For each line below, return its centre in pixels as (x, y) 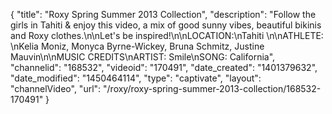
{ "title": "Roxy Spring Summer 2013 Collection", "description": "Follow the (163, 14)
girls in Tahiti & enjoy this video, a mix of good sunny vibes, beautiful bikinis (166, 25)
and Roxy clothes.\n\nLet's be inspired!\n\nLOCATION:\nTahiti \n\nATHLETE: (167, 35)
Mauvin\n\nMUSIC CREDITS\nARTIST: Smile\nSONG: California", (143, 57)
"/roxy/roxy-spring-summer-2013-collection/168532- (212, 88)
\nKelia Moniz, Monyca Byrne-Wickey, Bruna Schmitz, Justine (137, 46)
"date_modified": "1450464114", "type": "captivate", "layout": (136, 78)
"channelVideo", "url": (56, 88)
